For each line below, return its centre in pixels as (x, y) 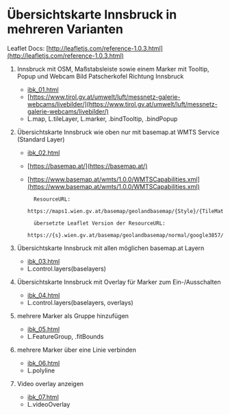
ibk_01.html (43, 89)
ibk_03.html (43, 261)
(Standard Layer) (41, 139)
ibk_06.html (43, 363)
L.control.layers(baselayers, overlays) (80, 302)
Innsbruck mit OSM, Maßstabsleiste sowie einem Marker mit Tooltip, (113, 69)
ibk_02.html (43, 153)
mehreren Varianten (65, 29)
